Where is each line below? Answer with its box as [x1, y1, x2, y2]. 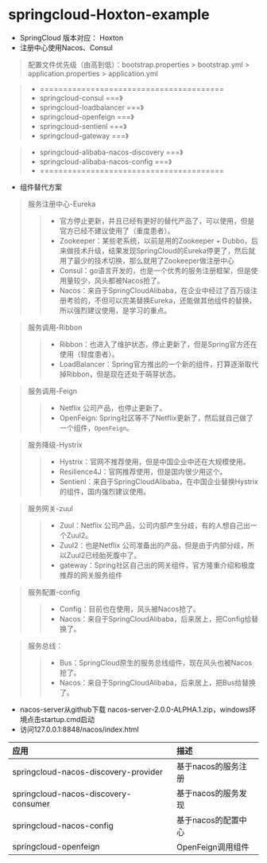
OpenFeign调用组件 [176, 842, 250, 853]
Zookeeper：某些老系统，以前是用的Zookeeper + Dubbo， [59, 236, 252, 245]
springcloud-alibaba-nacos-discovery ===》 [39, 147, 184, 157]
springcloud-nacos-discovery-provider [12, 766, 163, 777]
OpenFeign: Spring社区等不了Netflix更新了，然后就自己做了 [59, 412, 253, 423]
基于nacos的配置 [176, 814, 240, 826]
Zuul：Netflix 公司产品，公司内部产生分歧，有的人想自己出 [59, 520, 250, 530]
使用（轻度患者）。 [59, 349, 119, 359]
